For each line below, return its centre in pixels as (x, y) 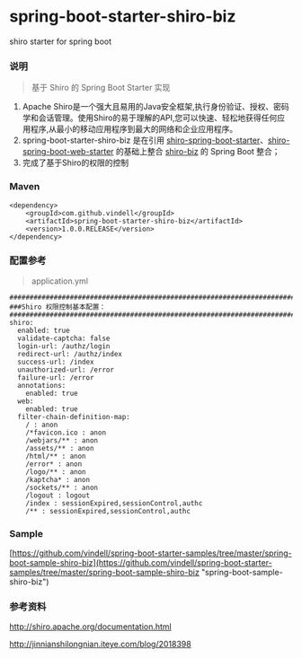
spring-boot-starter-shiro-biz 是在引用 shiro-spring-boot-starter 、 (145, 140)
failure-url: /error (56, 377)
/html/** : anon (56, 456)
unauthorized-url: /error (66, 370)
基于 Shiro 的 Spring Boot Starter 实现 (101, 88)
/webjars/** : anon (62, 440)
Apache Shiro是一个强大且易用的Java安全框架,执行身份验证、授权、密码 (155, 107)
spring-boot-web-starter (68, 152)
